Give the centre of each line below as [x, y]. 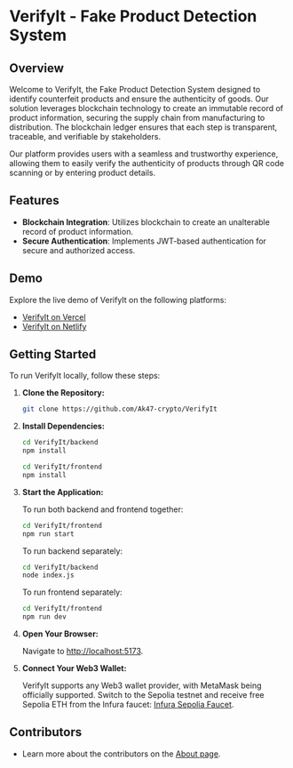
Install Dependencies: [63, 426]
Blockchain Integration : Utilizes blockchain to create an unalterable [146, 222]
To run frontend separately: [72, 592]
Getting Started [53, 354]
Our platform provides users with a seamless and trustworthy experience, [144, 154]
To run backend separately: [72, 551]
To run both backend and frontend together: [103, 509]
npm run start [48, 534]
